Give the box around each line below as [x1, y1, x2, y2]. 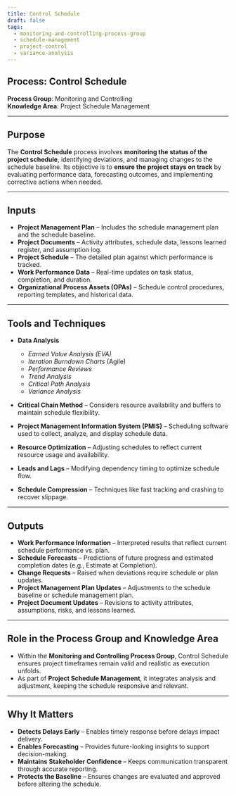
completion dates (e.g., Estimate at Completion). [17, 561, 157, 569]
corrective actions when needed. [7, 177, 103, 186]
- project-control [13, 43, 68, 50]
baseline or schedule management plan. [17, 591, 134, 599]
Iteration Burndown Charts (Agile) [27, 357, 126, 366]
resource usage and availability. [17, 451, 110, 459]
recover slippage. [17, 493, 69, 501]
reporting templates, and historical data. [17, 290, 133, 299]
